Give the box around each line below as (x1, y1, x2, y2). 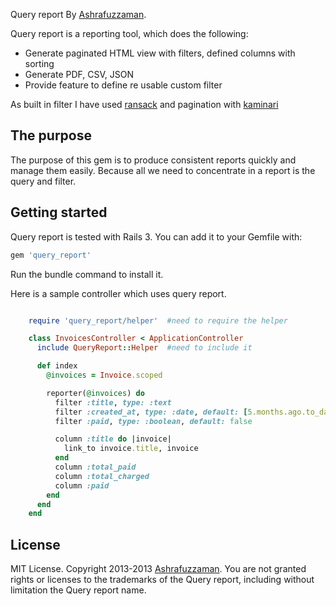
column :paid (54, 480, 110, 491)
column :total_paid (54, 462, 137, 472)
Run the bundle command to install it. (10, 268, 164, 280)
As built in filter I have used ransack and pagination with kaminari (10, 99, 279, 110)
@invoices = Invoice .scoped (46, 370, 163, 380)
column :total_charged (54, 471, 150, 481)
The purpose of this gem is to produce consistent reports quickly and (10, 154, 297, 166)
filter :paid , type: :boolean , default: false (54, 416, 253, 426)
